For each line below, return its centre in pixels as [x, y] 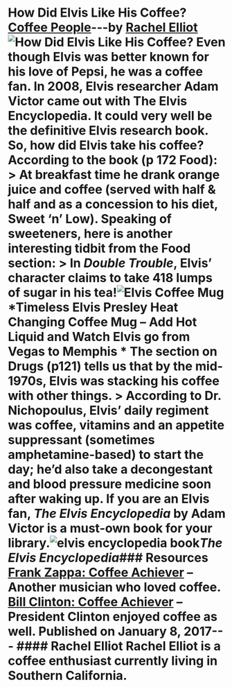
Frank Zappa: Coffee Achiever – [100, 573]
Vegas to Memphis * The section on [113, 352]
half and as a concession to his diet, [113, 204]
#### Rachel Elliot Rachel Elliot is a [118, 646]
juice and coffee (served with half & [112, 190]
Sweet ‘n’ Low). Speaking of [90, 219]
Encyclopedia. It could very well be [110, 116]
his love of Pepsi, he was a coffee [106, 72]
